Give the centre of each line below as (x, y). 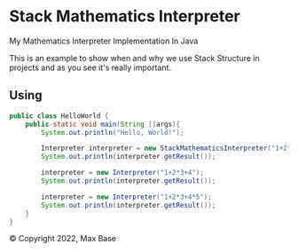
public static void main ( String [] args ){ (102, 124)
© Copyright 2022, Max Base (63, 239)
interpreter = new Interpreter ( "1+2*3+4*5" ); (127, 197)
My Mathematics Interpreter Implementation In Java (104, 41)
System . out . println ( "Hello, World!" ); (113, 132)
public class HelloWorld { (59, 116)
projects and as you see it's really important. (90, 67)
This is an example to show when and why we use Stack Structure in (134, 58)
